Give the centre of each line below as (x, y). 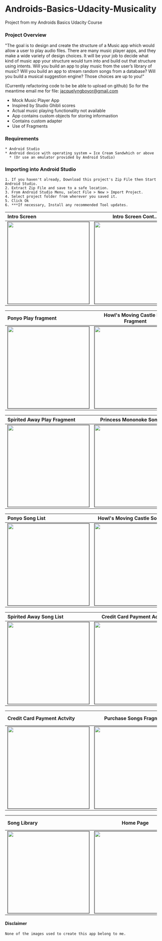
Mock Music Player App (35, 100)
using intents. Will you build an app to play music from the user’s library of (79, 66)
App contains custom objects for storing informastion (65, 116)
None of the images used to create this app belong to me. (66, 934)
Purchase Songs (123, 718)
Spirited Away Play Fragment (41, 420)
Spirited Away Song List (35, 617)
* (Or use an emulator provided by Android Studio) (62, 157)
